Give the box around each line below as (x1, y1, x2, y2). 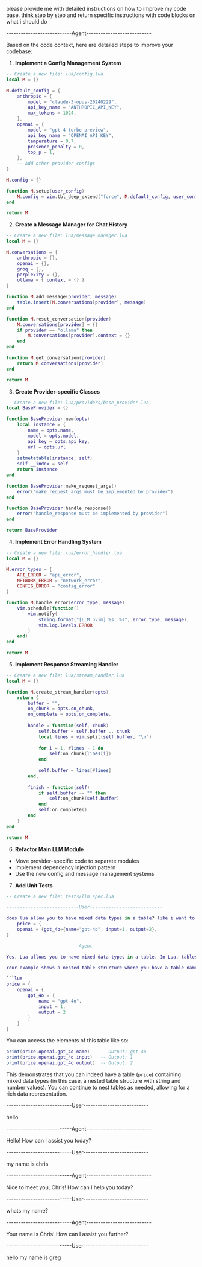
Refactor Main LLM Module (14, 845, 84, 853)
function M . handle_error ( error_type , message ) (6, 600, 125, 606)
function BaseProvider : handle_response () (6, 505, 112, 511)
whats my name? (6, 1207, 48, 1214)
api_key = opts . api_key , (28, 438, 90, 444)
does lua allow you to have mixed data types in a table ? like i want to (6, 915, 195, 921)
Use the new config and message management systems (14, 870, 155, 877)
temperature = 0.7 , (28, 138, 77, 144)
